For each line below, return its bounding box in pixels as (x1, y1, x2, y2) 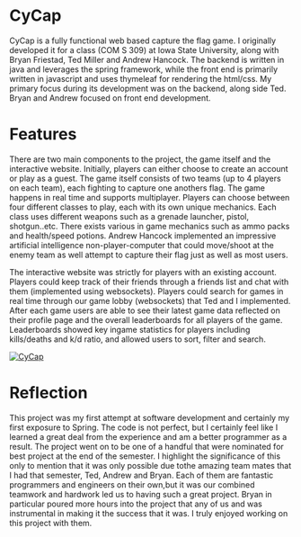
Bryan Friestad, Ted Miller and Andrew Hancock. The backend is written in (9, 54, 285, 65)
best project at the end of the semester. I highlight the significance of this (9, 451, 281, 461)
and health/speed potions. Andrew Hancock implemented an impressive (9, 230, 277, 241)
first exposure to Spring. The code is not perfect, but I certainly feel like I (9, 422, 279, 433)
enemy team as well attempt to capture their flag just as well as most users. (9, 249, 288, 260)
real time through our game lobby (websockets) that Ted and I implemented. (9, 295, 291, 306)
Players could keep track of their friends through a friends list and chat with (9, 276, 289, 287)
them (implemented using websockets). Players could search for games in (9, 285, 284, 297)
